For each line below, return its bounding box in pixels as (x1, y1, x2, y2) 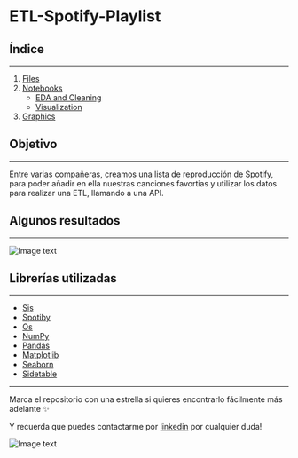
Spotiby (21, 312, 51, 323)
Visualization (35, 102, 82, 112)
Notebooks (21, 83, 63, 93)
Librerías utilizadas (9, 271, 117, 286)
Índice (9, 42, 44, 57)
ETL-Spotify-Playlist (9, 6, 161, 27)
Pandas (21, 340, 51, 351)
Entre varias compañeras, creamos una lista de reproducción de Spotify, (9, 169, 274, 179)
